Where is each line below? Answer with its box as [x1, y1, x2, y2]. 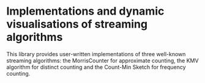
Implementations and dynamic [6, 4, 165, 18]
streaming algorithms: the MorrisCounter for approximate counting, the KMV [6, 57, 199, 64]
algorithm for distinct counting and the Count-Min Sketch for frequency [6, 63, 186, 71]
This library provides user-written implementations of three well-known [6, 50, 186, 57]
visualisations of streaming [6, 17, 148, 31]
